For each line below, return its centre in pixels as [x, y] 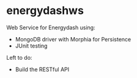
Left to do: [19, 57]
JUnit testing [31, 46]
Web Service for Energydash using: [51, 27]
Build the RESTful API [42, 69]
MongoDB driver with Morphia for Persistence [73, 39]
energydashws [45, 11]
